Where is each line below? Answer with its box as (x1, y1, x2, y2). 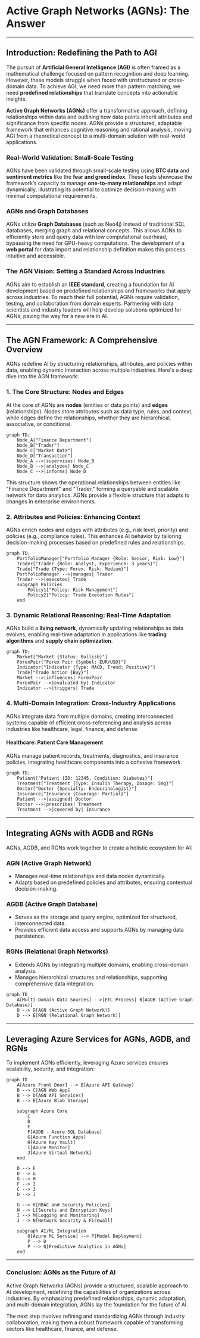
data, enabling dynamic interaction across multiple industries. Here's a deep (6, 366, 193, 374)
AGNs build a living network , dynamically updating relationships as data (6, 624, 184, 632)
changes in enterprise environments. (6, 497, 96, 505)
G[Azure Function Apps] (27, 1134, 86, 1140)
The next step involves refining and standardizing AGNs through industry (6, 1312, 185, 1320)
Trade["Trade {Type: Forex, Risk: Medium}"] (17, 566, 129, 572)
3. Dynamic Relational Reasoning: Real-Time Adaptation (6, 611, 171, 619)
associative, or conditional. (6, 420, 73, 427)
